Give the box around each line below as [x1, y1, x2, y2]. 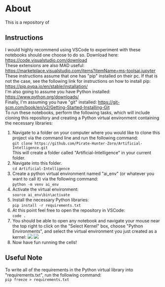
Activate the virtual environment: [12, 186, 79, 192]
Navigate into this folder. [12, 160, 62, 166]
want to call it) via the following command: [12, 176, 99, 181]
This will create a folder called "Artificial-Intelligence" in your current [12, 149, 152, 155]
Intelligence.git [12, 145, 48, 150]
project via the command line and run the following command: [12, 135, 138, 141]
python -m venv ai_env [12, 182, 59, 187]
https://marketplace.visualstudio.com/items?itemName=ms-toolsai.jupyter [5, 68, 156, 73]
